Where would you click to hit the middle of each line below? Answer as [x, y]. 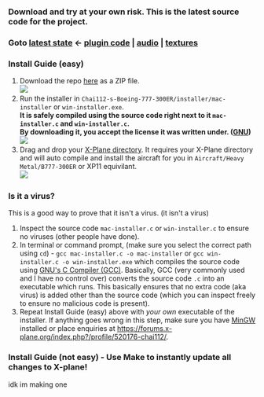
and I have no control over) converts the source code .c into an [122, 278]
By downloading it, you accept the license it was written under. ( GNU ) [135, 132]
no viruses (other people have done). [79, 237]
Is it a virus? [31, 197]
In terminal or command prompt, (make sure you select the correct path [135, 245]
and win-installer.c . [95, 123]
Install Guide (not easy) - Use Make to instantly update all [120, 358]
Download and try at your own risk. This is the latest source [124, 12]
